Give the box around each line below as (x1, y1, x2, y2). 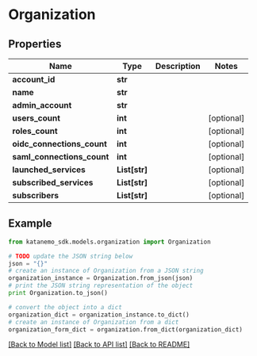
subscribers (12, 190, 59, 201)
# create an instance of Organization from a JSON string (8, 267, 204, 275)
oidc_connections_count (12, 139, 107, 149)
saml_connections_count (12, 151, 109, 162)
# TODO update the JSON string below (8, 252, 133, 260)
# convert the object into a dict (8, 303, 123, 311)
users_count (12, 113, 61, 124)
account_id (12, 74, 56, 85)
